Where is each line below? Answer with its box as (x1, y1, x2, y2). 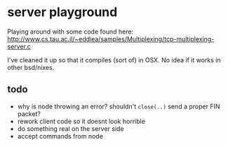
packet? (17, 109, 41, 118)
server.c (7, 42, 32, 50)
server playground (7, 4, 118, 20)
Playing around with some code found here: (7, 27, 134, 36)
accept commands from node (17, 132, 104, 140)
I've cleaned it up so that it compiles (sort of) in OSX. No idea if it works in (7, 55, 221, 64)
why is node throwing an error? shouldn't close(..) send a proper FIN (17, 102, 220, 111)
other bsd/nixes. (7, 63, 55, 71)
